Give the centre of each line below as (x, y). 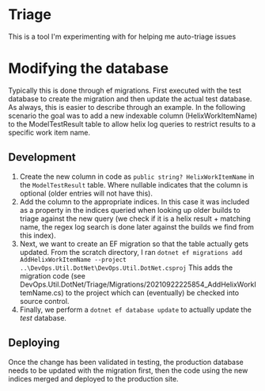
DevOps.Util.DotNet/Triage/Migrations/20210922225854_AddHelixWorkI (138, 284)
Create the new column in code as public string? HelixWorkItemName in (137, 177)
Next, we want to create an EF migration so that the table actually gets (134, 244)
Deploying (34, 343)
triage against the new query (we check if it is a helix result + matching (135, 218)
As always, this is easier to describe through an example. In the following (127, 107)
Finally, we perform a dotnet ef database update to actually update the (135, 309)
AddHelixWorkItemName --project (73, 260)
